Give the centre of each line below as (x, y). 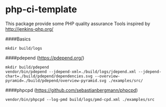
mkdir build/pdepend (27, 67)
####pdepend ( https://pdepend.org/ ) (45, 58)
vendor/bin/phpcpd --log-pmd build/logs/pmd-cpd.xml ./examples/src (80, 99)
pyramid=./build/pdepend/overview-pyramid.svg (56, 80)
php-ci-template (41, 9)
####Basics (18, 39)
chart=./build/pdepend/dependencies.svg (49, 76)
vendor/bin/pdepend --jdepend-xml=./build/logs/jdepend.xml (71, 72)
